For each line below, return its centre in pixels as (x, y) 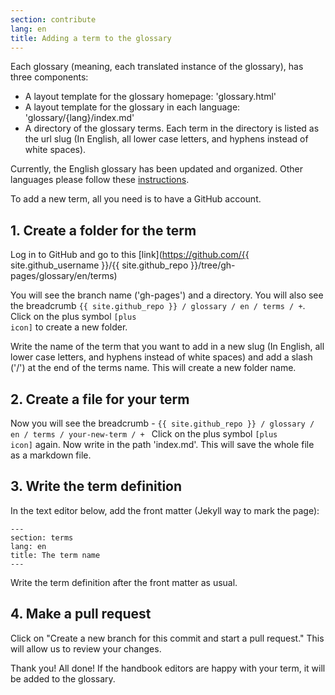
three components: (49, 77)
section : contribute (53, 19)
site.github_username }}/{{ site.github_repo (99, 265)
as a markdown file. (51, 455)
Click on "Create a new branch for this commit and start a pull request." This (167, 638)
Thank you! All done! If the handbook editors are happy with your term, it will (168, 668)
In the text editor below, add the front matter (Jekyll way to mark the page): (165, 510)
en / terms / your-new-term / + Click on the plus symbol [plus (144, 434)
